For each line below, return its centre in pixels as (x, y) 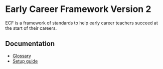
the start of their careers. (31, 28)
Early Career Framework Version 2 (78, 9)
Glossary (22, 56)
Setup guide (25, 61)
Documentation (30, 44)
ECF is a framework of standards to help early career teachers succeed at (81, 23)
